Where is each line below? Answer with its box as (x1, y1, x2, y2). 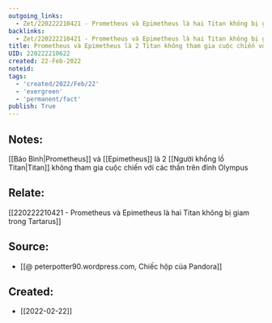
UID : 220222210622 (8, 50, 70, 58)
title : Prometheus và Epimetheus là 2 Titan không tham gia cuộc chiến (8, 42, 255, 50)
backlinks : (8, 27, 45, 35)
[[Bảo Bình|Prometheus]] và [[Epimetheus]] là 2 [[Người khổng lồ (8, 153, 225, 163)
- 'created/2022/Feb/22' (15, 80, 100, 88)
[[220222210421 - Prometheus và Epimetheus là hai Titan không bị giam (8, 208, 249, 217)
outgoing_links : (8, 11, 63, 20)
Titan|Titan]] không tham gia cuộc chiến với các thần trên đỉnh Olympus (8, 162, 249, 172)
